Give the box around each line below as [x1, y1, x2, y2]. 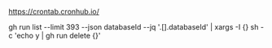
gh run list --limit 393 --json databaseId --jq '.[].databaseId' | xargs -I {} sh [8, 22, 259, 31]
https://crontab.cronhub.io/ [8, 7, 100, 16]
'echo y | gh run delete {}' [14, 31, 101, 40]
